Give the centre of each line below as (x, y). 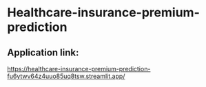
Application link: (43, 52)
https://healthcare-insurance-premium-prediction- (79, 69)
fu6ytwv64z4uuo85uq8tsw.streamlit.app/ (66, 76)
